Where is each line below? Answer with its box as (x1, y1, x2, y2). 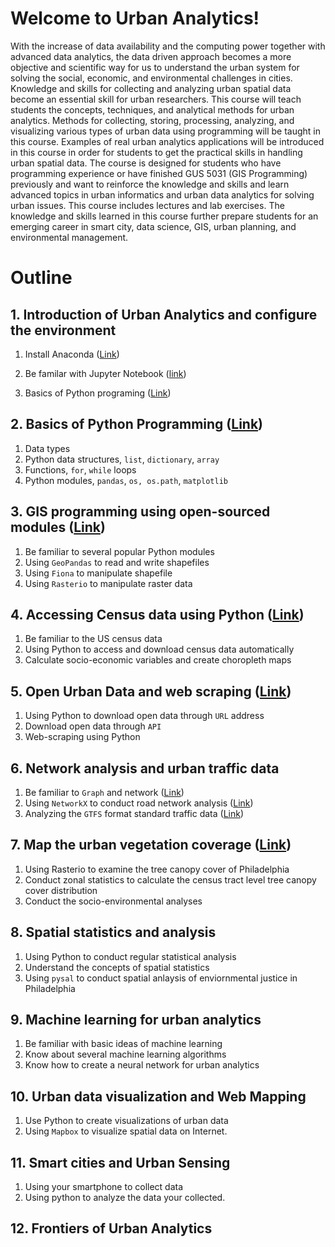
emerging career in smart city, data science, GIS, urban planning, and (10, 220, 297, 232)
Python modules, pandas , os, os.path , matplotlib (24, 474, 228, 486)
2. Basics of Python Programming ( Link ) (10, 416, 264, 433)
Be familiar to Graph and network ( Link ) (24, 787, 185, 798)
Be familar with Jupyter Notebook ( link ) (24, 367, 187, 379)
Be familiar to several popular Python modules (24, 545, 215, 557)
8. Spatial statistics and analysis (10, 924, 217, 941)
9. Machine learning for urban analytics (10, 1012, 262, 1029)
